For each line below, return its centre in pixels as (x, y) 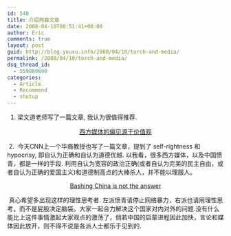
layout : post (26, 45)
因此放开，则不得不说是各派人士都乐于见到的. (77, 226)
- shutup (26, 97)
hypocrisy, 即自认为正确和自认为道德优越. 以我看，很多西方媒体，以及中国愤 (115, 155)
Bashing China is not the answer (115, 186)
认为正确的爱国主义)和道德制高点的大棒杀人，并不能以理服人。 (108, 172)
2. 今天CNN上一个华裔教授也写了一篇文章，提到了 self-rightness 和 (104, 146)
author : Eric (26, 33)
